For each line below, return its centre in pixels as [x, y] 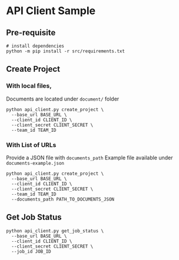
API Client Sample [51, 11]
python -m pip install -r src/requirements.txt [66, 51]
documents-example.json [35, 163]
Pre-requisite [31, 33]
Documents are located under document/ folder [63, 99]
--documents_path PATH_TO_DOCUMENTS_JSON [63, 199]
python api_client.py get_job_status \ [55, 231]
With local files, [29, 86]
